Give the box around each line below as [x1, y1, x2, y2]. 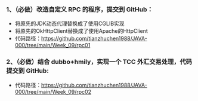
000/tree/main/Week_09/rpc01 [14, 42, 91, 49]
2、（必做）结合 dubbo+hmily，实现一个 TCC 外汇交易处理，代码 [6, 58, 193, 66]
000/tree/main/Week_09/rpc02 [14, 88, 91, 95]
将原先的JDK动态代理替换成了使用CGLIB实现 [14, 20, 125, 27]
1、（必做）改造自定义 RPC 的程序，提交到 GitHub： [6, 5, 153, 13]
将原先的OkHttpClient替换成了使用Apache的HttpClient [14, 27, 148, 35]
